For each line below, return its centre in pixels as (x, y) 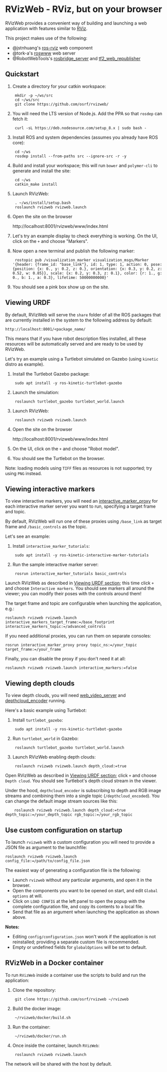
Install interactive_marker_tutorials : (51, 546)
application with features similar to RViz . (46, 28)
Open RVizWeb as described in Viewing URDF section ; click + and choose (81, 776)
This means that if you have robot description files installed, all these (76, 338)
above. (19, 917)
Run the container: (31, 1027)
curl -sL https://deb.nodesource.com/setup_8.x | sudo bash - (81, 128)
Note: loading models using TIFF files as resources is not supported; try (79, 468)
